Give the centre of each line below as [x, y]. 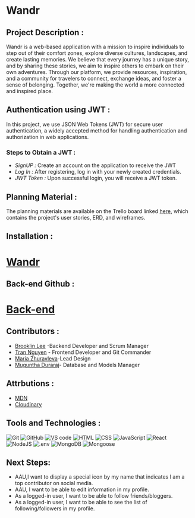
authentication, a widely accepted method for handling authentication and [97, 130]
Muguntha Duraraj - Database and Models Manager [77, 365]
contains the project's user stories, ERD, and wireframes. [76, 217]
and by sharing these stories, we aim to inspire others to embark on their [95, 66]
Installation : [30, 236]
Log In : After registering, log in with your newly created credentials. [98, 172]
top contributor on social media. [54, 483]
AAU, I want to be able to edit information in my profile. [82, 489]
